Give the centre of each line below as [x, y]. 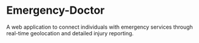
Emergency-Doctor [56, 10]
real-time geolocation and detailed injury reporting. [70, 33]
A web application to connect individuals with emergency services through [99, 27]
